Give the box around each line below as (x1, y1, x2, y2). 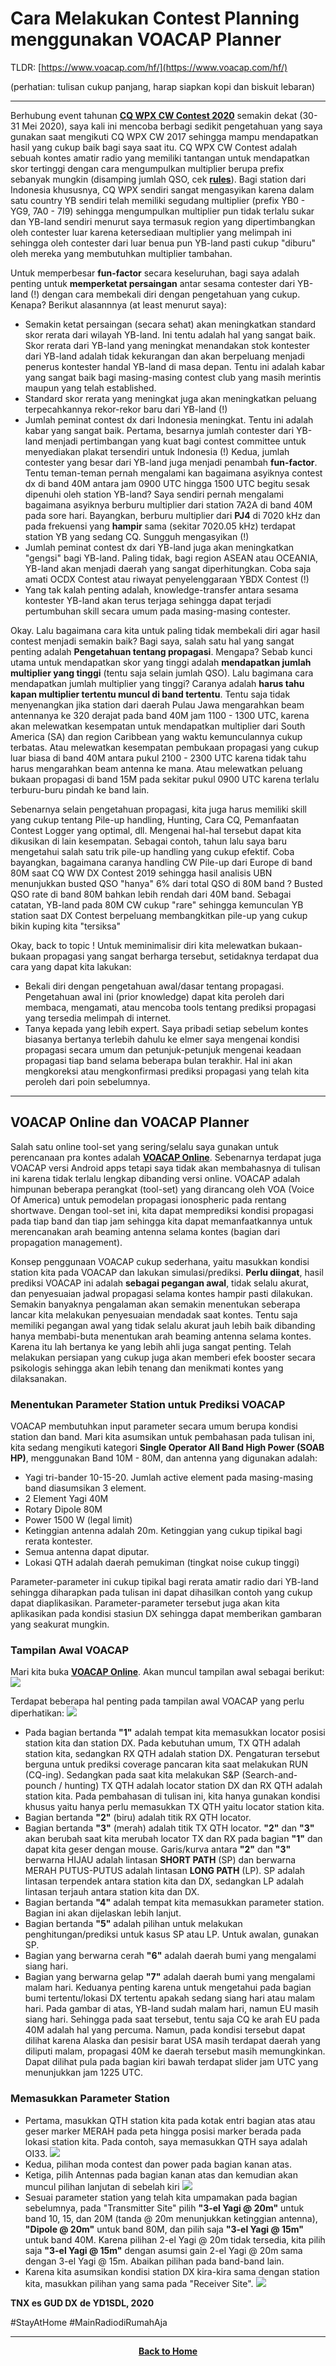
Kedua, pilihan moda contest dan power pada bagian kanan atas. (24, 2158, 292, 2170)
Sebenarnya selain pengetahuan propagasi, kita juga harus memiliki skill (10, 803, 307, 815)
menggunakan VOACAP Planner (10, 28, 282, 51)
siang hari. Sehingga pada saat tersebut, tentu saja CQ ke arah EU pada (24, 2013, 321, 2026)
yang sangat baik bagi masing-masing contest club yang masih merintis (24, 371, 322, 383)
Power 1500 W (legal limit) (24, 1514, 133, 1526)
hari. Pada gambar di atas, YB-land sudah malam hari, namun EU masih (24, 2003, 319, 2015)
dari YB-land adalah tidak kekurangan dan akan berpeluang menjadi (24, 350, 305, 362)
